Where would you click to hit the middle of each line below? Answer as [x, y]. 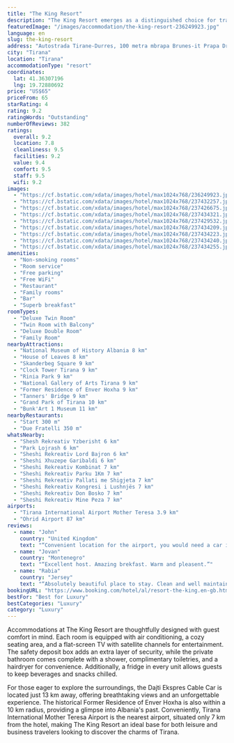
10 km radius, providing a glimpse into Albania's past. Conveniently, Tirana [114, 710]
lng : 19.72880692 [39, 85]
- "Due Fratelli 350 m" [48, 428]
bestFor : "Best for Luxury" [48, 597]
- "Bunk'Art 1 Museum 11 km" [56, 409]
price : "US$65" [29, 91]
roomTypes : [23, 312]
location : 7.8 [34, 144]
